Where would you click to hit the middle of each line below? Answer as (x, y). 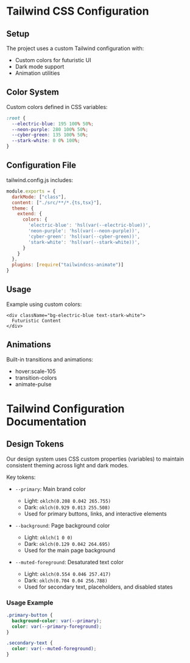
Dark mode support (40, 66)
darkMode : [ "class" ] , (39, 197)
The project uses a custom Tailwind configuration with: (75, 48)
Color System (33, 92)
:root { (16, 118)
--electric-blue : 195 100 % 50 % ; (53, 124)
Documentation (47, 421)
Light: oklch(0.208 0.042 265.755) (68, 500)
